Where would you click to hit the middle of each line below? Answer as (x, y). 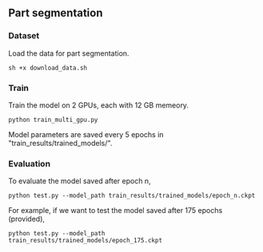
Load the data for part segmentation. (69, 53)
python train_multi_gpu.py (53, 120)
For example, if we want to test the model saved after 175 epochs (116, 211)
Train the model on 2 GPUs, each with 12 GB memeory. (99, 105)
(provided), (27, 219)
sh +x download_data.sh (48, 68)
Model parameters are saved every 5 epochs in (86, 134)
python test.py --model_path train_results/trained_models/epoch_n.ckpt (132, 196)
